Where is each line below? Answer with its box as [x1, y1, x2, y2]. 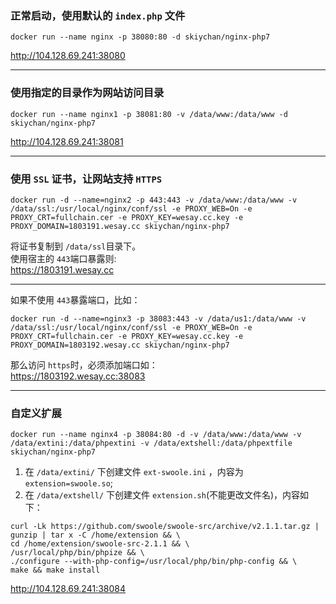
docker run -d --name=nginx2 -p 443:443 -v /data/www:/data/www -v [10, 195, 298, 205]
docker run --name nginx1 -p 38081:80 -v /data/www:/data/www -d [10, 109, 288, 119]
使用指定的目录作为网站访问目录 [10, 86, 165, 100]
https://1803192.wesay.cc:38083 [10, 370, 146, 382]
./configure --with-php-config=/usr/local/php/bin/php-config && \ [10, 557, 298, 567]
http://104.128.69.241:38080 [10, 50, 126, 62]
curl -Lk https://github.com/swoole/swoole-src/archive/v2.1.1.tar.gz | [10, 522, 320, 532]
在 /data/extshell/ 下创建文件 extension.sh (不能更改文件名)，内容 [24, 489, 301, 501]
